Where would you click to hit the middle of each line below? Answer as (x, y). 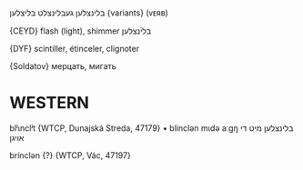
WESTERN (49, 103)
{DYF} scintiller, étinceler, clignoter (74, 49)
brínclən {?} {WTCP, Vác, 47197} (71, 155)
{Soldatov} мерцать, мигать (63, 66)
